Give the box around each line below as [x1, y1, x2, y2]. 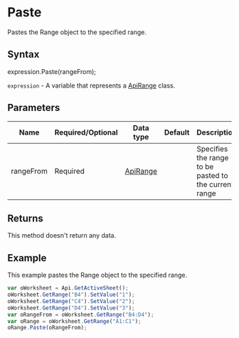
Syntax [7, 48, 40, 60]
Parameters [7, 102, 60, 114]
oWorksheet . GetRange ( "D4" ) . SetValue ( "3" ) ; [7, 304, 135, 312]
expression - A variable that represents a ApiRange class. [7, 81, 176, 90]
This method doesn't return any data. [7, 231, 117, 240]
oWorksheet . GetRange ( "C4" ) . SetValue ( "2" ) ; [7, 297, 135, 305]
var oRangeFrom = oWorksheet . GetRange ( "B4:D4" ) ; [7, 311, 154, 318]
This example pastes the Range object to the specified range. [7, 271, 188, 280]
